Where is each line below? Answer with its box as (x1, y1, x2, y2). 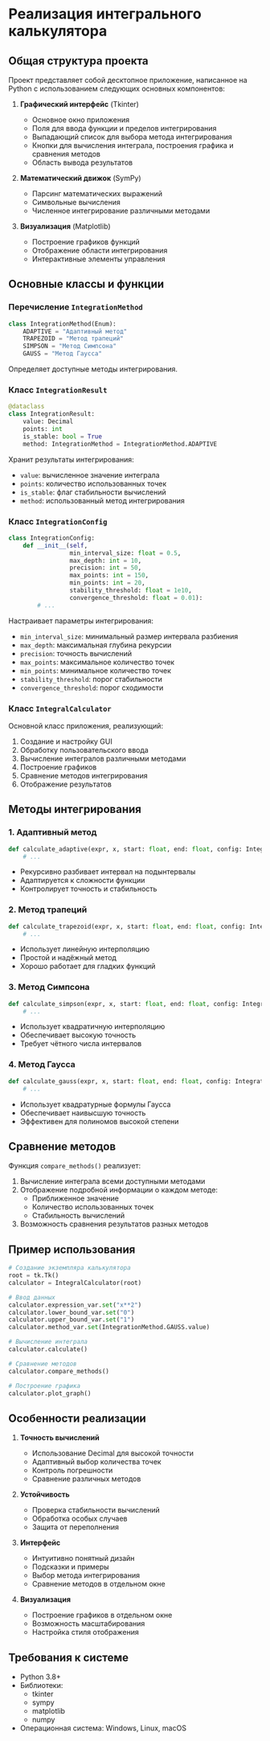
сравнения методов (31, 150, 100, 158)
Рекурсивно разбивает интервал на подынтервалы (19, 867, 196, 877)
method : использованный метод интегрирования (19, 495, 185, 505)
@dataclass (8, 403, 45, 411)
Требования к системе (8, 1650, 129, 1665)
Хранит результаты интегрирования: (8, 454, 134, 464)
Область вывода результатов (31, 158, 133, 167)
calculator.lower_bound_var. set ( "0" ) (8, 1308, 135, 1316)
